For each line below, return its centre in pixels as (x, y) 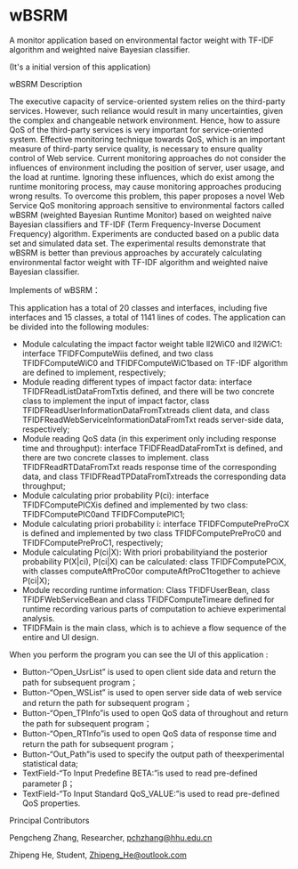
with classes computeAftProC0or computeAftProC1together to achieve (151, 571)
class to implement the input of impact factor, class (116, 401)
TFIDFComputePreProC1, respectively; (93, 542)
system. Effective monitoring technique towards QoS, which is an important (147, 139)
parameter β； (48, 784)
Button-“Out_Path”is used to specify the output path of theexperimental (153, 754)
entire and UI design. (60, 637)
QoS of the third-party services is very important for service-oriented (137, 129)
